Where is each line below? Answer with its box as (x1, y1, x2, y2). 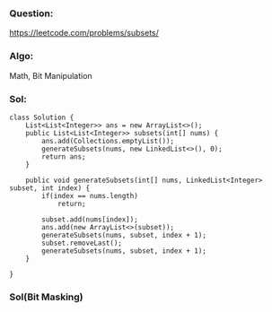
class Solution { (9, 113, 75, 122)
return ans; (41, 152, 87, 161)
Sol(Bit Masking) (9, 290, 83, 303)
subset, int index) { (9, 183, 91, 193)
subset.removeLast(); (41, 238, 123, 247)
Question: (9, 7, 54, 20)
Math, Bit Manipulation (9, 70, 92, 81)
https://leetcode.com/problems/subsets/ (9, 28, 160, 39)
